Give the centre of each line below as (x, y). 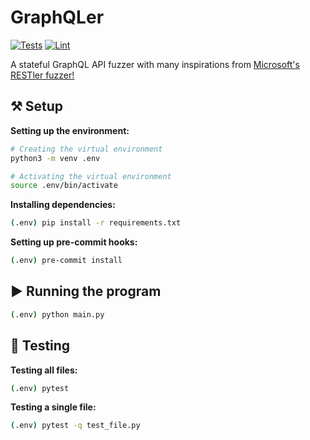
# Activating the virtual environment (91, 176)
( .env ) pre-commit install (66, 261)
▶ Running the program (86, 291)
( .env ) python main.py (57, 314)
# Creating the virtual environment (86, 149)
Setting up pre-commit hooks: (74, 242)
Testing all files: (44, 370)
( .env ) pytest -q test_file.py (75, 426)
